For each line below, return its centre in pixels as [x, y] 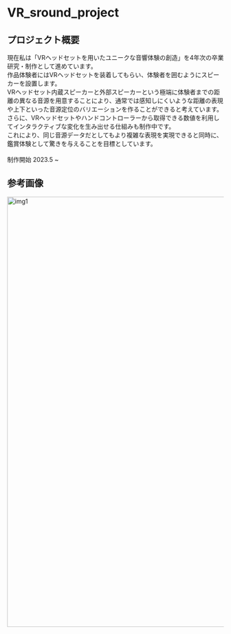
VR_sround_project [63, 13]
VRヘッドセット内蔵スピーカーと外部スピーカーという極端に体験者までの [111, 92]
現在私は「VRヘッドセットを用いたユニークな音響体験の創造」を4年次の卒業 [115, 57]
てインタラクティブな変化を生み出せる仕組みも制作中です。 [91, 126]
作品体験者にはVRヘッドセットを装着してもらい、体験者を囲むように [104, 75]
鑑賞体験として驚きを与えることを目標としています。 [82, 144]
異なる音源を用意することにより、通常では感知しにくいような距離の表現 [121, 101]
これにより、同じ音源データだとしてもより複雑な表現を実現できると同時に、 [115, 135]
